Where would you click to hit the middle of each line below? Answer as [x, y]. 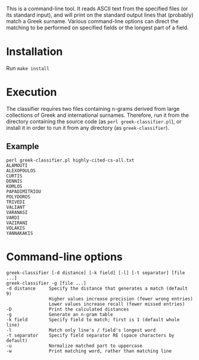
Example [23, 146]
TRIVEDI [16, 202]
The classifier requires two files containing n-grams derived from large [93, 108]
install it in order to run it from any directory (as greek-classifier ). [88, 128]
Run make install [28, 68]
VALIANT [16, 207]
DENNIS [14, 181]
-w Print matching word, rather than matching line [89, 351]
